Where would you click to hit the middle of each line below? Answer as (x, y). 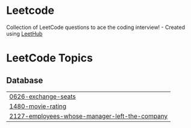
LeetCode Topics (50, 58)
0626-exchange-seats (43, 96)
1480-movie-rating (38, 106)
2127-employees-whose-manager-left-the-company (89, 116)
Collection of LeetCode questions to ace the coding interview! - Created (96, 27)
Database (25, 80)
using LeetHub (24, 33)
